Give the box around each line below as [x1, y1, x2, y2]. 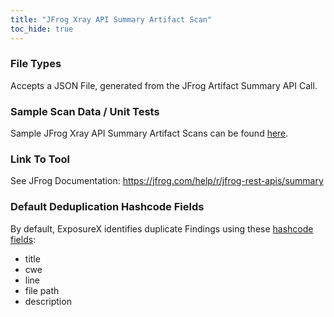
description [24, 295, 72, 307]
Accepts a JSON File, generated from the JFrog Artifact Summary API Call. [10, 79, 318, 91]
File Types [10, 57, 62, 71]
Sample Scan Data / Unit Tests [10, 104, 160, 118]
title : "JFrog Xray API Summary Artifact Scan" [10, 14, 213, 25]
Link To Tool [10, 152, 70, 166]
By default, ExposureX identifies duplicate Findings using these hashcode [10, 222, 314, 235]
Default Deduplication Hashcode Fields [10, 200, 205, 214]
